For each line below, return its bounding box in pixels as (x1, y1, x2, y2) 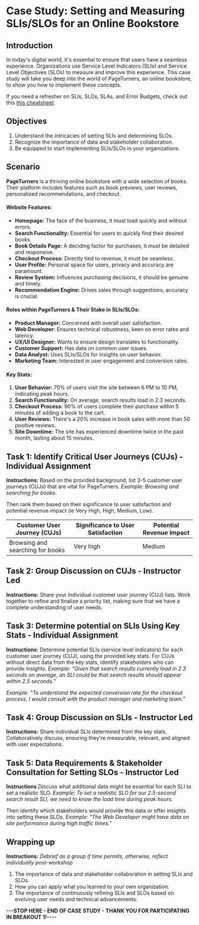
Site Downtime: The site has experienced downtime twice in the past (14, 428, 184, 436)
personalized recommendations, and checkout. (6, 190, 121, 197)
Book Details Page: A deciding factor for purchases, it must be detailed (14, 242, 190, 249)
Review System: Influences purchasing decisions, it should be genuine (14, 274, 188, 281)
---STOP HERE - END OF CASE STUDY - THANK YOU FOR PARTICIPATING (6, 907, 190, 914)
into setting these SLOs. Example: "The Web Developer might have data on (6, 813, 190, 821)
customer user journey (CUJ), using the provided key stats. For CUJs (6, 652, 175, 659)
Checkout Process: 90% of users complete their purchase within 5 (14, 403, 179, 410)
